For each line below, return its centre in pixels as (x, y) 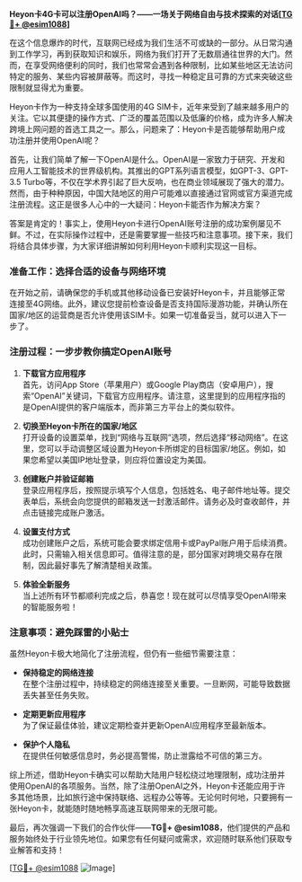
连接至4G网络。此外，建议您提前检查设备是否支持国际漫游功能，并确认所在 (149, 304)
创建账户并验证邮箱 (58, 479)
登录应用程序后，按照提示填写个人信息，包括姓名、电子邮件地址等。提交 (156, 490)
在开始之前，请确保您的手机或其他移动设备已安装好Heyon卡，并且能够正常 (147, 293)
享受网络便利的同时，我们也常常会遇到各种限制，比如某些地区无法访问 (163, 65)
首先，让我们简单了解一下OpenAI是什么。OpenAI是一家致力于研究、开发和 (147, 159)
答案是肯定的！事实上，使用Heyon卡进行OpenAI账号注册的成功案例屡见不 (145, 223)
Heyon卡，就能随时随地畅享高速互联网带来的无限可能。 (120, 808)
